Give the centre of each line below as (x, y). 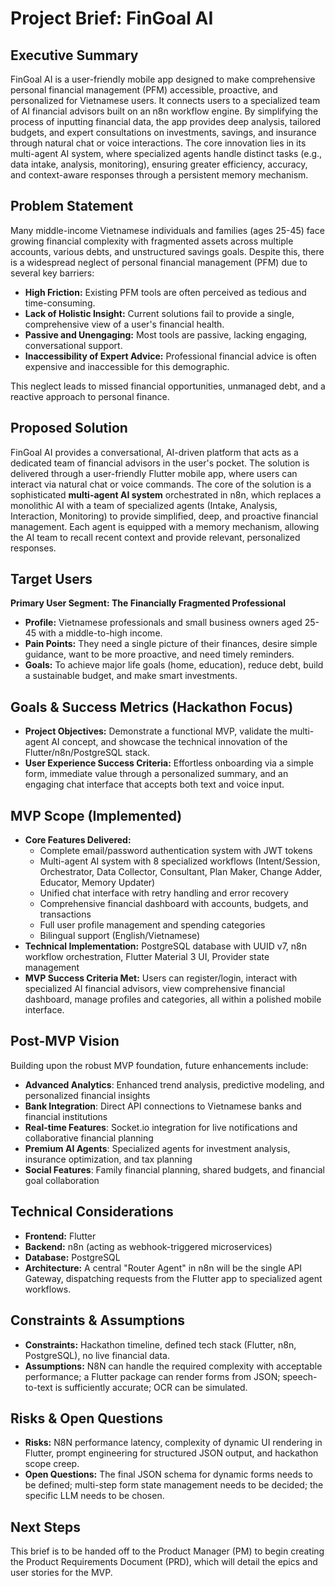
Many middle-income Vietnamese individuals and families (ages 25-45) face (167, 230)
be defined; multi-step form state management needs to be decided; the (174, 1485)
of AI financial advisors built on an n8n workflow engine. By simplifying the (164, 111)
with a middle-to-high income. (100, 633)
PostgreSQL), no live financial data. (97, 1355)
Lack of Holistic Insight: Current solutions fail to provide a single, (159, 313)
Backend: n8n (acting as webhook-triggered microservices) (148, 1246)
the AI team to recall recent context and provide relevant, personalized (155, 537)
